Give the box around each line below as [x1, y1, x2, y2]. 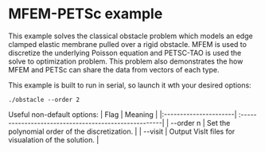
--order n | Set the [170, 118, 231, 127]
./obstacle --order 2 [8, 95, 80, 103]
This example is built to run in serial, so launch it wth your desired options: [8, 80, 252, 90]
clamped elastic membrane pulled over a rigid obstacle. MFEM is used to [8, 39, 247, 49]
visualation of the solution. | [8, 134, 99, 144]
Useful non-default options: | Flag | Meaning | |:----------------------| [8, 109, 237, 119]
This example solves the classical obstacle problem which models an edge [8, 31, 253, 41]
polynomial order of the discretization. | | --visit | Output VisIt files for [8, 127, 236, 136]
